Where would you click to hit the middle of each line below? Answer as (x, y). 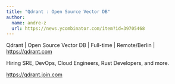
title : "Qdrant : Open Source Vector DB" (58, 12)
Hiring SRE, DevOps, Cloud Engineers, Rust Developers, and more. (88, 63)
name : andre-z (29, 23)
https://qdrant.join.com (34, 74)
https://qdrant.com (29, 52)
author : (16, 17)
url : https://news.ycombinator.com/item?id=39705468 (78, 28)
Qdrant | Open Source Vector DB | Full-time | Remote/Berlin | (81, 45)
